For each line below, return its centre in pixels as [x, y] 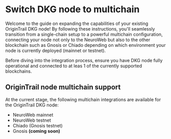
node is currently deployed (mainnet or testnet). [56, 50]
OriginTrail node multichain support [63, 87]
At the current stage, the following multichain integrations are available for [83, 99]
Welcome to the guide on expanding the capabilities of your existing [77, 23]
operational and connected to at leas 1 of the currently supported [74, 66]
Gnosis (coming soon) [36, 131]
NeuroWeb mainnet [33, 115]
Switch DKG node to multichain [72, 9]
